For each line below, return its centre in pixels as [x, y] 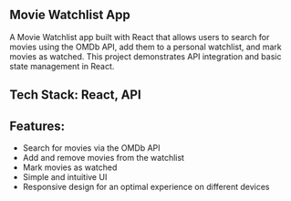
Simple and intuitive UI [65, 177]
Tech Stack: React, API [75, 95]
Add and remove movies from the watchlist [104, 158]
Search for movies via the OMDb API [92, 148]
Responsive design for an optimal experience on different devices [146, 187]
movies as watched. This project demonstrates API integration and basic [145, 56]
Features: [37, 126]
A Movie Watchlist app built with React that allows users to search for [140, 37]
